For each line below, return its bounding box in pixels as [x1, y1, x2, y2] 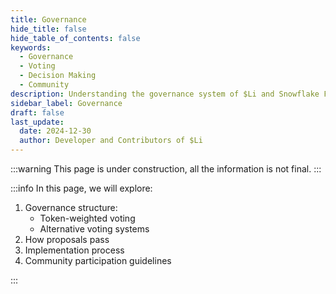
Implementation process [24, 244, 125, 256]
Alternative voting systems [39, 223, 150, 235]
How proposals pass [24, 234, 110, 245]
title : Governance [10, 14, 87, 25]
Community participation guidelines [24, 255, 172, 266]
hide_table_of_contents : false [10, 33, 141, 43]
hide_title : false [10, 24, 87, 34]
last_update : [10, 117, 65, 127]
